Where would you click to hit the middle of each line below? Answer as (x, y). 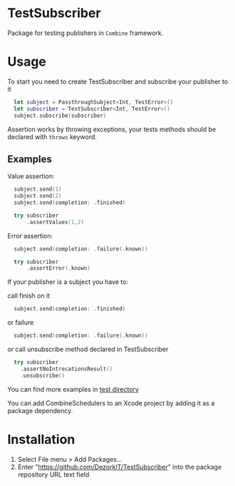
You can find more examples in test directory (73, 389)
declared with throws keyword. (52, 136)
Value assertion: (31, 176)
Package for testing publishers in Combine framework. (85, 33)
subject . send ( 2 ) (38, 196)
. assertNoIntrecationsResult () (67, 369)
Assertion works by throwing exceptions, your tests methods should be (112, 129)
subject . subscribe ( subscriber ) (60, 116)
